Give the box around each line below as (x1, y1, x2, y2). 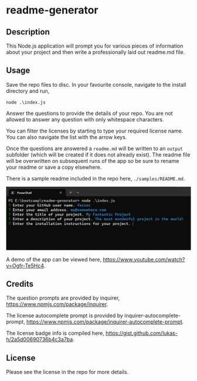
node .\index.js (6, 99, 46, 106)
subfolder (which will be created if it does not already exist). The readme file (6, 151, 191, 158)
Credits (6, 279, 34, 289)
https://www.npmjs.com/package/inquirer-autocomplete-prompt (26, 318, 183, 325)
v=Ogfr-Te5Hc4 (6, 262, 44, 269)
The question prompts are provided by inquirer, (6, 294, 120, 302)
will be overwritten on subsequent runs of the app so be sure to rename (6, 157, 179, 164)
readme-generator (6, 4, 98, 17)
